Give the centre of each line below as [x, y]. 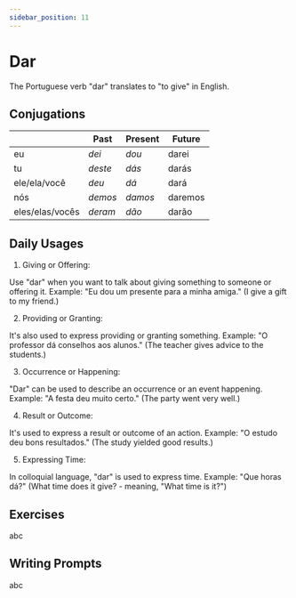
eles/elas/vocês [47, 212]
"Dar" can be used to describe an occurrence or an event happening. [136, 389]
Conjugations [48, 113]
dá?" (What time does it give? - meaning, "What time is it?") [118, 487]
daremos [186, 198]
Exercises [37, 514]
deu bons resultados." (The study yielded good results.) [111, 442]
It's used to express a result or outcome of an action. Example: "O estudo [144, 433]
